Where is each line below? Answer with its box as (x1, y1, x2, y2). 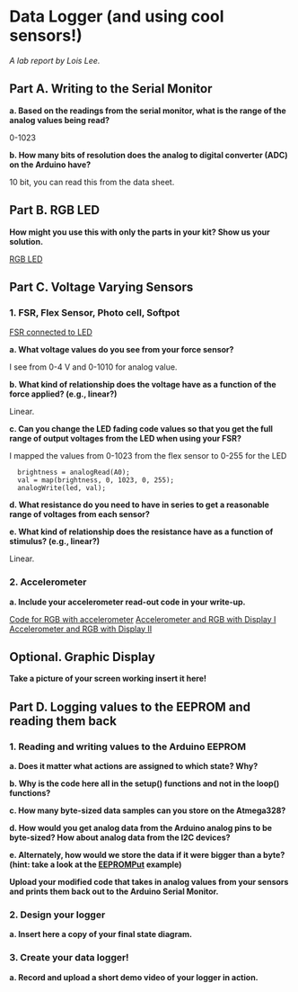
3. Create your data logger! (9, 952, 129, 964)
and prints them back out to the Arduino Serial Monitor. (9, 886, 219, 897)
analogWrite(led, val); (17, 484, 106, 493)
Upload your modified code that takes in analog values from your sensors (9, 877, 289, 888)
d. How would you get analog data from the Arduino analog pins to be (9, 823, 272, 834)
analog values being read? (9, 114, 110, 125)
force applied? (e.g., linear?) (9, 389, 118, 399)
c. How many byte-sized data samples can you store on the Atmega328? (9, 805, 286, 816)
